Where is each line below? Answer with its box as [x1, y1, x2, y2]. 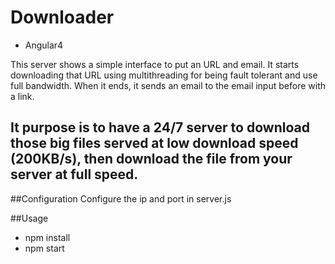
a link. [10, 90, 35, 102]
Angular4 [24, 39, 64, 51]
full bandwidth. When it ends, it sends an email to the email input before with [10, 79, 326, 91]
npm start [24, 242, 65, 254]
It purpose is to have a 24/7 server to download [10, 119, 310, 136]
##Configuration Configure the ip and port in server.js [10, 192, 232, 205]
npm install [24, 231, 71, 243]
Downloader [10, 6, 115, 29]
